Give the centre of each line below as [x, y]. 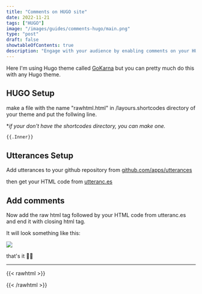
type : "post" [23, 34]
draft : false [23, 40]
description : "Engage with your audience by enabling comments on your [98, 51]
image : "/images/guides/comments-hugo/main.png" [68, 29]
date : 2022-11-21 [28, 17]
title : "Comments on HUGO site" [47, 12]
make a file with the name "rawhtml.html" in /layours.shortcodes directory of [101, 108]
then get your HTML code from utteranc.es [60, 182]
